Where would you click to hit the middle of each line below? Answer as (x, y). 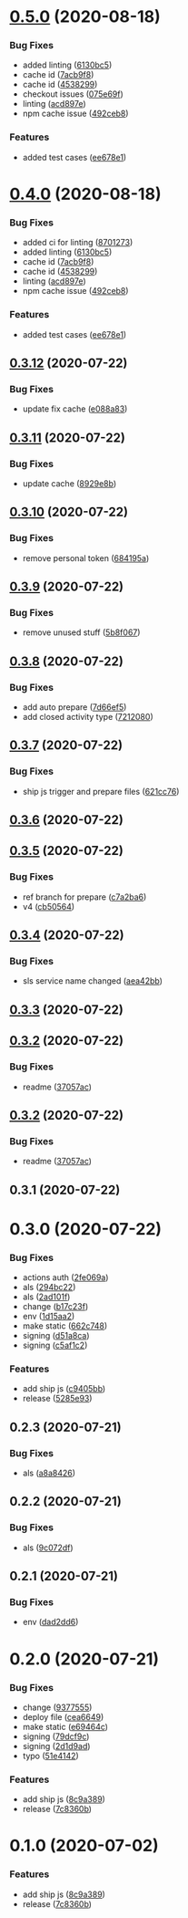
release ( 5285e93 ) (57, 1399)
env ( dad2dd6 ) (50, 1622)
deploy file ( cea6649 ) (63, 1716)
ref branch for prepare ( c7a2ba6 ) (84, 897)
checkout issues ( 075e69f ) (73, 94)
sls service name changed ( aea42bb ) (93, 981)
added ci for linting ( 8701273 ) (78, 243)
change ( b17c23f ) (55, 1307)
